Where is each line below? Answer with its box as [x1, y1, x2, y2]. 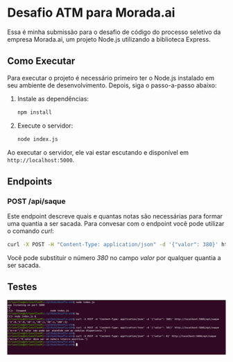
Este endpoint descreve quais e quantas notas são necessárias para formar [7, 212, 223, 221]
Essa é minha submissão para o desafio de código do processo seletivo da [7, 28, 221, 36]
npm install [17, 109, 52, 116]
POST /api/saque [7, 196, 66, 206]
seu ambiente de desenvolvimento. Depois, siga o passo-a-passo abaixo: [7, 81, 217, 89]
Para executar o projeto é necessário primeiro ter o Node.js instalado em [7, 74, 215, 82]
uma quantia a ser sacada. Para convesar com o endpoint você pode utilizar [7, 220, 225, 228]
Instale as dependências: [17, 94, 89, 103]
